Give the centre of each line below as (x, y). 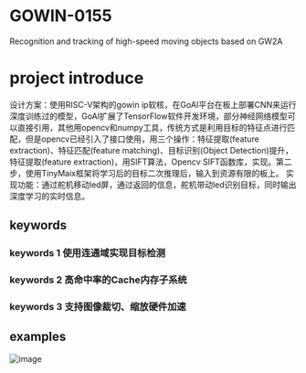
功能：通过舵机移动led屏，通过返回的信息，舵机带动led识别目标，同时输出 (157, 185)
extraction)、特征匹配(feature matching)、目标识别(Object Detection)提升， (152, 150)
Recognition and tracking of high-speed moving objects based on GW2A (146, 41)
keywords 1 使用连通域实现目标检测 (88, 253)
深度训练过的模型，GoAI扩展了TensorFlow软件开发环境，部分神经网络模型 (148, 116)
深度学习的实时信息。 (49, 196)
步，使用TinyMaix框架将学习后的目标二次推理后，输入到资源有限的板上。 (147, 173)
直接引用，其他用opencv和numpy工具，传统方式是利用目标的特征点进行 (152, 127)
